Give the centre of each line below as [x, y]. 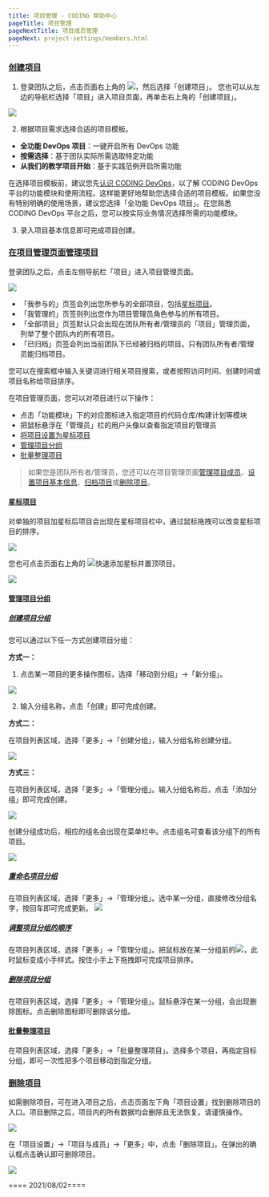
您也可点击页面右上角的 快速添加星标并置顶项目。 [94, 564]
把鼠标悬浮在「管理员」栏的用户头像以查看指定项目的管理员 [118, 425]
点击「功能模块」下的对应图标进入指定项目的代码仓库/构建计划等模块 [133, 415]
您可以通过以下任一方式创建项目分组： [71, 640]
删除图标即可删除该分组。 [92, 1011]
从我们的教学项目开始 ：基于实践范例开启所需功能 [100, 166]
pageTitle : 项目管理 [40, 23]
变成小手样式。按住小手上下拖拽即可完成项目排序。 [113, 960]
